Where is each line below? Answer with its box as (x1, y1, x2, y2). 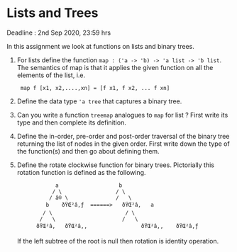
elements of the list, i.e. (16, 71, 86, 79)
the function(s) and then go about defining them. (16, 147, 160, 155)
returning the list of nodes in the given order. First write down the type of (16, 139, 230, 148)
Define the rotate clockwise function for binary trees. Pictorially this (16, 161, 214, 169)
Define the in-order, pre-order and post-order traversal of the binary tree (16, 132, 230, 140)
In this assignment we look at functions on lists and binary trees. (6, 42, 194, 50)
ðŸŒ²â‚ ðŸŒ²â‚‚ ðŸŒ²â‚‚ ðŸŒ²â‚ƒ (35, 222, 199, 229)
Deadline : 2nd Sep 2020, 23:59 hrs (6, 28, 111, 37)
